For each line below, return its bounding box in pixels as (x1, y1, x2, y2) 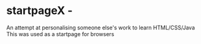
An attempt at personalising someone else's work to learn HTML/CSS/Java (6, 24, 195, 31)
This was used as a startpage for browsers (6, 30, 115, 37)
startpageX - (6, 4, 73, 18)
